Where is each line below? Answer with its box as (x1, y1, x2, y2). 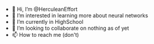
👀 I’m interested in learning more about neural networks (11, 12, 149, 19)
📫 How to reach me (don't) (11, 32, 79, 38)
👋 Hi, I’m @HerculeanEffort (11, 6, 78, 12)
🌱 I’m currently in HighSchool (11, 18, 84, 25)
